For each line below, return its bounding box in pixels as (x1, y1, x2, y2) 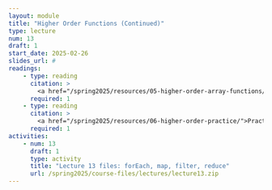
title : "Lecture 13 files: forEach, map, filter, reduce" (29, 163, 230, 171)
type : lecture (8, 27, 57, 35)
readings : (8, 65, 42, 73)
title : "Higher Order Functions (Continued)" (8, 19, 164, 27)
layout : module (8, 11, 60, 20)
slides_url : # (8, 57, 57, 65)
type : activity (29, 154, 82, 163)
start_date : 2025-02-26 (8, 49, 89, 57)
